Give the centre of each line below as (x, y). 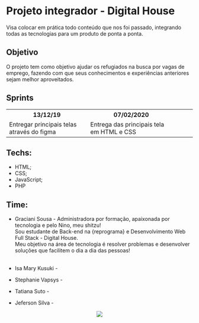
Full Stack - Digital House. (46, 238)
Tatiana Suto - (32, 292)
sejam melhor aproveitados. (40, 79)
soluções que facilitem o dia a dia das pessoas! (72, 251)
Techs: (19, 153)
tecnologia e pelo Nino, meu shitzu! (58, 225)
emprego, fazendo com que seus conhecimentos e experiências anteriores (98, 73)
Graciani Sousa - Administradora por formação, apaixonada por (92, 219)
